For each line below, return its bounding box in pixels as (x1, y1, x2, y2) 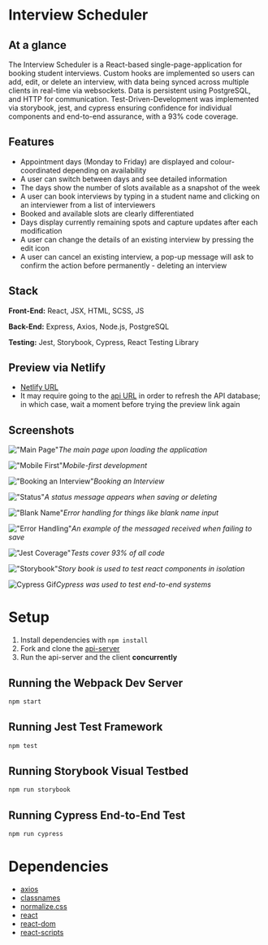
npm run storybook (8, 785, 71, 794)
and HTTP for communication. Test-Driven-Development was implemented (8, 94, 260, 103)
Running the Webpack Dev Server (8, 676, 184, 689)
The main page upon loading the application (58, 445, 208, 455)
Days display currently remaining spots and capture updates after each (19, 217, 258, 227)
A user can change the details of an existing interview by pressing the (19, 234, 254, 244)
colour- (210, 156, 236, 166)
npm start (8, 698, 42, 706)
